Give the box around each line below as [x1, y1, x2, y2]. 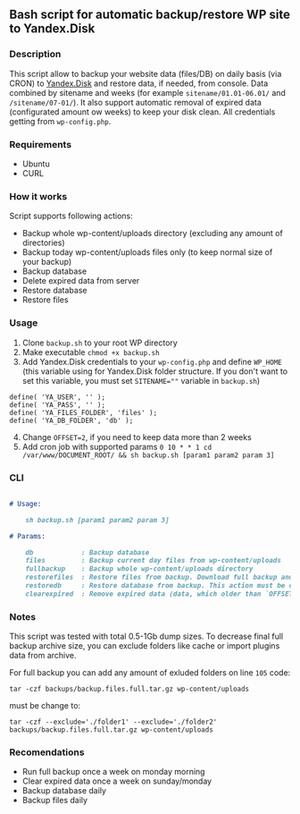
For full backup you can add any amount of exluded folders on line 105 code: [9, 667, 291, 678]
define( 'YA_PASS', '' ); [9, 400, 105, 410]
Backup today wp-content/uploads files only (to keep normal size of [21, 247, 273, 258]
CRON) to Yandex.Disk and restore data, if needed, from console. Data [9, 78, 269, 89]
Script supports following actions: [9, 210, 133, 222]
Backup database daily [21, 785, 107, 796]
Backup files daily [21, 795, 87, 806]
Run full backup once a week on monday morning [21, 767, 205, 777]
